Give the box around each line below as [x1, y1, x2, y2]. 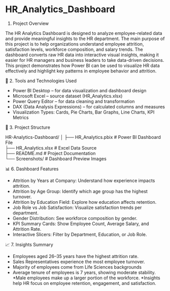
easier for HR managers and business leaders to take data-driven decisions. [5, 57, 164, 63]
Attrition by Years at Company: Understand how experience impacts [12, 177, 155, 184]
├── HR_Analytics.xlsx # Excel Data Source [5, 144, 97, 151]
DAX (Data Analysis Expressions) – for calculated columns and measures [12, 103, 165, 110]
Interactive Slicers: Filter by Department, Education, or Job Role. [12, 231, 147, 237]
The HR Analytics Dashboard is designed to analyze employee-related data [5, 30, 162, 36]
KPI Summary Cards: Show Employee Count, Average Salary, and [12, 221, 149, 227]
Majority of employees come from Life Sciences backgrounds [12, 264, 142, 270]
